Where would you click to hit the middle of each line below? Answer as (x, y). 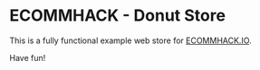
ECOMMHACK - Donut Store (118, 16)
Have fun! (28, 57)
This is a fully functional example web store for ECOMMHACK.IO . (130, 40)
